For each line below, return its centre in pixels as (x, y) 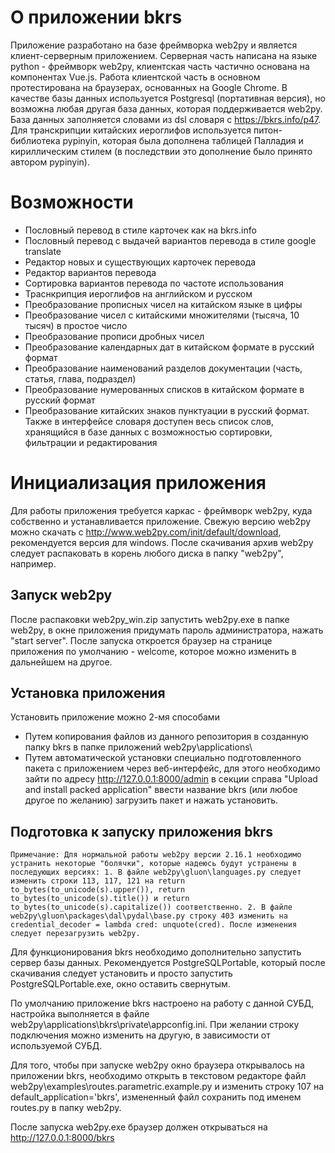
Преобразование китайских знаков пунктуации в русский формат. (167, 410)
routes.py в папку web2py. (66, 1108)
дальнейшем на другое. (61, 662)
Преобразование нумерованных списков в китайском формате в (164, 389)
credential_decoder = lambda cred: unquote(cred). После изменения (154, 925)
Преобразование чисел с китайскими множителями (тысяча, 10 (162, 315)
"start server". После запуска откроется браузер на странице (141, 640)
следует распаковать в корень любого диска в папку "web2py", (147, 553)
